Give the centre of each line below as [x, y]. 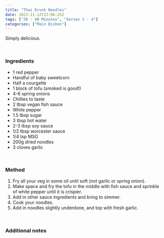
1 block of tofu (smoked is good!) [47, 88]
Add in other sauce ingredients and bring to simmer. [67, 197]
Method [15, 170]
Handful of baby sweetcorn [41, 77]
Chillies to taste [29, 99]
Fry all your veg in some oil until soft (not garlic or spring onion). [79, 181]
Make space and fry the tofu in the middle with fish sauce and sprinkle [86, 186]
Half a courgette [30, 83]
